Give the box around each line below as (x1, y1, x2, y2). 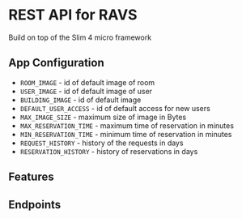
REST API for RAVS (8, 6, 138, 24)
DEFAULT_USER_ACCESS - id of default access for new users (19, 103, 210, 113)
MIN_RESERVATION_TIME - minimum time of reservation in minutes (19, 129, 232, 139)
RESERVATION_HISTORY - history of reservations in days (19, 146, 198, 156)
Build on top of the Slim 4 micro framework (8, 32, 152, 42)
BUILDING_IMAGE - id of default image (19, 95, 142, 105)
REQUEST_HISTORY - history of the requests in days (19, 138, 184, 148)
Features (8, 170, 54, 184)
